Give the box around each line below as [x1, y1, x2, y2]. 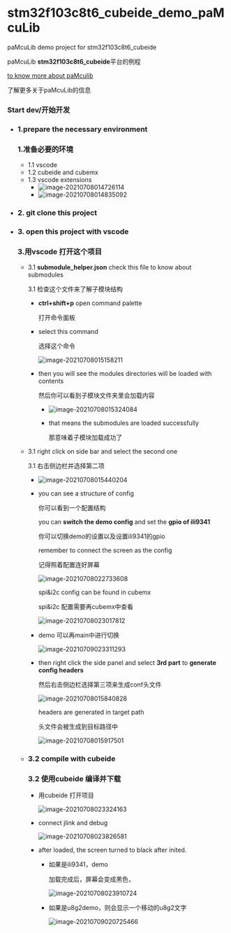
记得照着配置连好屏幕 [38, 561, 100, 569]
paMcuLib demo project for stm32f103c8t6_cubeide [7, 43, 157, 51]
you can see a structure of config [38, 489, 135, 498]
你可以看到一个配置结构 [38, 504, 106, 512]
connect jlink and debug [38, 819, 108, 827]
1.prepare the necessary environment [17, 124, 148, 134]
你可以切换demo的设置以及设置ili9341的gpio [38, 532, 165, 540]
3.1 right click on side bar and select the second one [27, 447, 178, 456]
